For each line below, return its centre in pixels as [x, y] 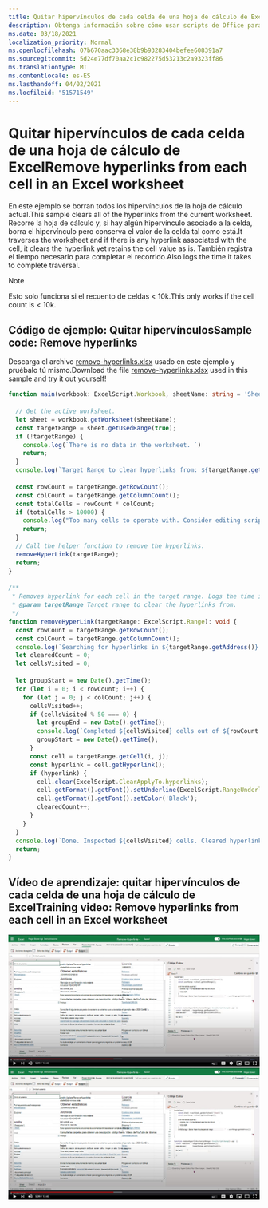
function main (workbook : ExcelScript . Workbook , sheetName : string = [124, 394]
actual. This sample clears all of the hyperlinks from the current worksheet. [130, 215]
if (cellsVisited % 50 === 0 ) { [83, 715]
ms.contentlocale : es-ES [49, 76]
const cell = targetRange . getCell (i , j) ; [99, 756]
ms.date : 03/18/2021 [43, 34]
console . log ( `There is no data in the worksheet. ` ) [112, 445]
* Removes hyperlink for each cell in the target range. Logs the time [133, 596]
